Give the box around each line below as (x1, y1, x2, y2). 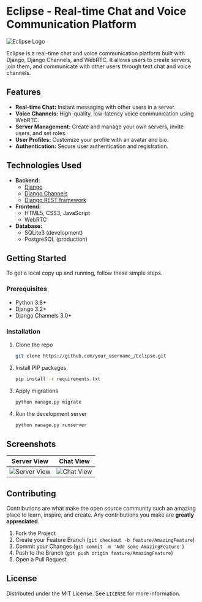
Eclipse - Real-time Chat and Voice (6, 4, 187, 18)
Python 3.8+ (15, 299, 47, 306)
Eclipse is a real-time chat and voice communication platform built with (6, 49, 185, 57)
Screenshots (6, 439, 56, 449)
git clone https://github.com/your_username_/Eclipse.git (15, 353, 166, 359)
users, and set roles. (15, 129, 67, 136)
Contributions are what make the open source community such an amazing (6, 505, 196, 512)
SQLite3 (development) (24, 229, 83, 236)
